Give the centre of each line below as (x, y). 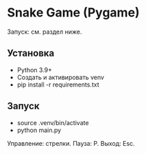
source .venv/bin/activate (53, 122)
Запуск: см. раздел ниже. (45, 32)
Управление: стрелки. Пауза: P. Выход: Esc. (71, 143)
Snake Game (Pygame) (73, 13)
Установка (31, 53)
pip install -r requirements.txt (58, 85)
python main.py (39, 130)
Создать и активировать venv (61, 77)
